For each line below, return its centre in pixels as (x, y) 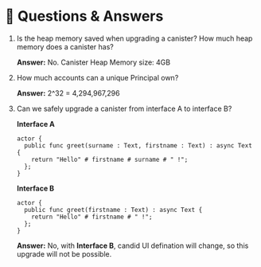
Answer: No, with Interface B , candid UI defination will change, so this (132, 245)
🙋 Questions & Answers (84, 16)
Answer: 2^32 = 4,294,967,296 (68, 93)
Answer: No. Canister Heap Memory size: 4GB (93, 62)
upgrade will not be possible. (64, 253)
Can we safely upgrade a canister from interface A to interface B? (124, 108)
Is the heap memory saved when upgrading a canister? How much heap (134, 38)
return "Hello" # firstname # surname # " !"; (110, 159)
